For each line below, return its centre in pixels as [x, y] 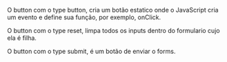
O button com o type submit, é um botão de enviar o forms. [91, 51]
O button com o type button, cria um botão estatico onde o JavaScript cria [113, 10]
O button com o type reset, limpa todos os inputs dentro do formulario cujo [113, 31]
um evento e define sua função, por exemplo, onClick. [84, 17]
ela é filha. [22, 38]
